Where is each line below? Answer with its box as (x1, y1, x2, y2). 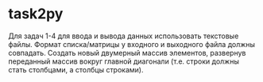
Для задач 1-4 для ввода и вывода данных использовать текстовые (8, 31, 239, 41)
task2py (8, 5, 64, 23)
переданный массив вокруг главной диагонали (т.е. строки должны (8, 57, 240, 66)
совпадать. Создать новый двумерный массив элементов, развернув (8, 48, 246, 57)
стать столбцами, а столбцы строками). (8, 64, 144, 74)
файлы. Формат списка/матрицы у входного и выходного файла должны (8, 39, 256, 49)
